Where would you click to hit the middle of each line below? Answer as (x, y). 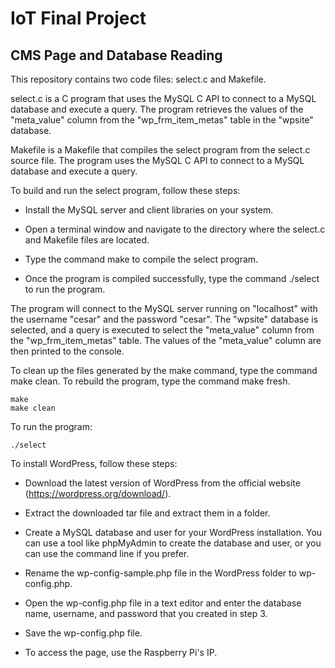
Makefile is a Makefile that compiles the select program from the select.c (160, 150)
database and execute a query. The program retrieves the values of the (157, 109)
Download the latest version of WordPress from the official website (162, 483)
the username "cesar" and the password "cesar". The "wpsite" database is (164, 319)
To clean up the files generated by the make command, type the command (164, 370)
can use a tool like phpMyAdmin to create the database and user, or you (173, 543)
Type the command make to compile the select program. (141, 259)
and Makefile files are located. (87, 240)
